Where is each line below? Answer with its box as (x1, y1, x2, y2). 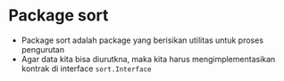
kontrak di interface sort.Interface (21, 63, 152, 74)
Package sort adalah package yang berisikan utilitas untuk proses (21, 35, 264, 45)
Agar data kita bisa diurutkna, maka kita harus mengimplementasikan (21, 53, 276, 64)
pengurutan (21, 44, 64, 54)
